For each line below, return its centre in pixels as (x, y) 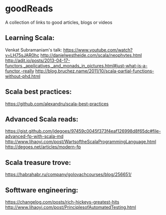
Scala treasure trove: (38, 162)
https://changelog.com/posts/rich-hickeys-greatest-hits (62, 202)
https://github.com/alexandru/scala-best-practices (57, 104)
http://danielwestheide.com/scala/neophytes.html (91, 55)
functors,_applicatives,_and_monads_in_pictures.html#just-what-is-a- (76, 65)
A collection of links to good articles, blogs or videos (59, 22)
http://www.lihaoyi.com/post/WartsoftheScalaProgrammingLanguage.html (81, 142)
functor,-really (20, 71)
